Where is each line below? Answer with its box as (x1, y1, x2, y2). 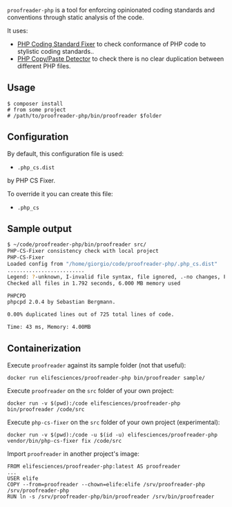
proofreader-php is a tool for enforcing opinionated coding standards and (7, 6, 215, 14)
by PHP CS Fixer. (7, 176, 56, 184)
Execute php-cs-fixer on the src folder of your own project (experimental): (7, 418, 220, 426)
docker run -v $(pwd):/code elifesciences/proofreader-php (7, 400, 181, 407)
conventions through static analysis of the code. (7, 13, 144, 21)
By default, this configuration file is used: (7, 149, 124, 157)
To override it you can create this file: (7, 189, 113, 198)
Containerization (7, 343, 81, 354)
